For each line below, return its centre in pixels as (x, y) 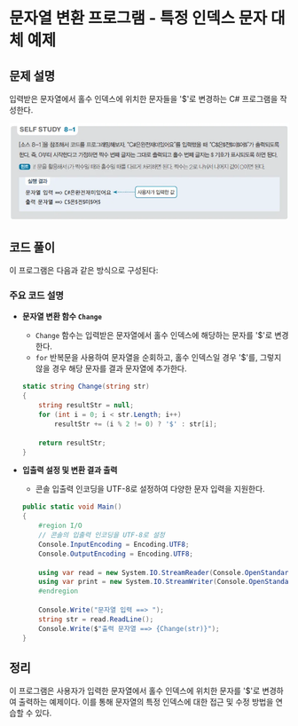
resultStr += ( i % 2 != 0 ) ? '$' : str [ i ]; (136, 424)
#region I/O (60, 526)
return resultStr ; (72, 443)
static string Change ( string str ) (86, 387)
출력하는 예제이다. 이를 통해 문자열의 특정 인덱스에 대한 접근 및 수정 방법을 (146, 702)
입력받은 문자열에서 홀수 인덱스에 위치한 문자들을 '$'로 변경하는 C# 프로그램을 (144, 99)
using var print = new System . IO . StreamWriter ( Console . (144, 582)
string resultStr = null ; (86, 406)
